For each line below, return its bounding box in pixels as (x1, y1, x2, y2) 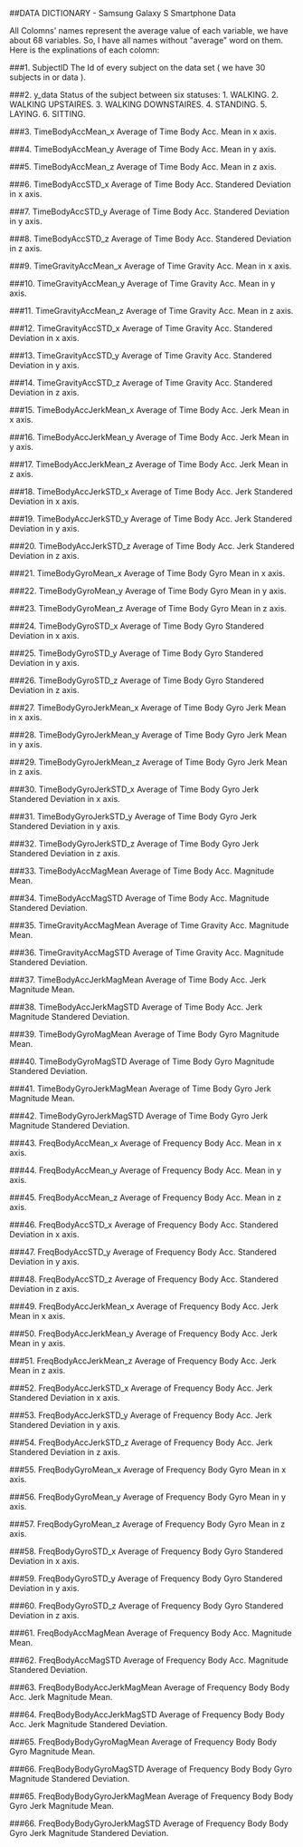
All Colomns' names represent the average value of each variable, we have (9, 25, 289, 35)
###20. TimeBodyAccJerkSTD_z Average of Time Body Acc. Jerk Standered (9, 541, 295, 552)
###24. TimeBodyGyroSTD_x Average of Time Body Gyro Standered (9, 621, 265, 631)
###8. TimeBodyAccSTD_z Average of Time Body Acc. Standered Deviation (9, 233, 292, 244)
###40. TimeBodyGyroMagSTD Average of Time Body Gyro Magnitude (9, 1056, 275, 1067)
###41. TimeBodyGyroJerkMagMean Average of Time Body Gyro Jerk (9, 1083, 271, 1094)
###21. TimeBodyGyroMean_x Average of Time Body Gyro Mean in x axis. (9, 568, 286, 579)
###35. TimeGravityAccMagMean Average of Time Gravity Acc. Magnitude (9, 920, 289, 931)
